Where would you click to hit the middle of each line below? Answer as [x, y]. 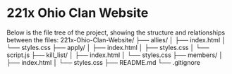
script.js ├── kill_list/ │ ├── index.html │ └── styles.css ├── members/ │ [115, 55]
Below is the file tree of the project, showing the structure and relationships [116, 32]
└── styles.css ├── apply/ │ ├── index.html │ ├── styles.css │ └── [108, 47]
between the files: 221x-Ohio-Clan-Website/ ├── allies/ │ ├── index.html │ [116, 39]
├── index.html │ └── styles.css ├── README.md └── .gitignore [104, 62]
